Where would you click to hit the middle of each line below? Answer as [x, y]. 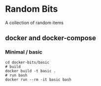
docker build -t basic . [31, 71]
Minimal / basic [24, 52]
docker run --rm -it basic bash [38, 80]
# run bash [16, 75]
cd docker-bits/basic [27, 62]
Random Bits [32, 9]
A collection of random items [34, 23]
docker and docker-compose [50, 38]
